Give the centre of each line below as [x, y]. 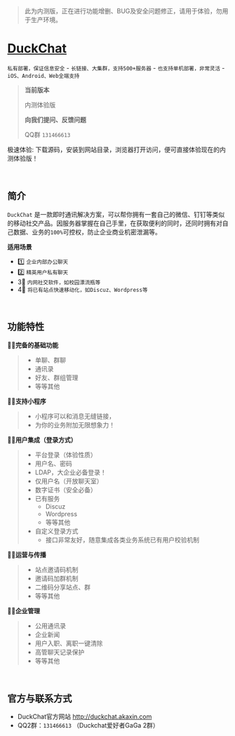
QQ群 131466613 [47, 134]
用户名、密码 [53, 463]
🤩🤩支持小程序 [27, 401]
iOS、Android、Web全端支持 [43, 76]
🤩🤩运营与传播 [27, 554]
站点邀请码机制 [56, 569]
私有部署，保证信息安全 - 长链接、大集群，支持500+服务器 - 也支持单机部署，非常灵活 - [116, 68]
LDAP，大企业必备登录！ [70, 472]
